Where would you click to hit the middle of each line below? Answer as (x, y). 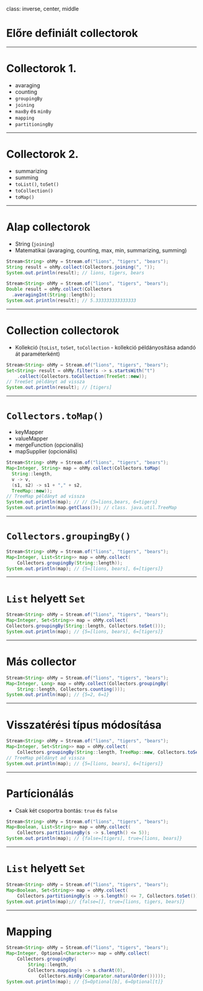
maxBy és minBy (33, 111)
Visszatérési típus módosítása (84, 725)
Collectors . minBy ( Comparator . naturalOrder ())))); (102, 976)
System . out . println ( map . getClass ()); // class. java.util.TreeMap (92, 508)
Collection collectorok (63, 331)
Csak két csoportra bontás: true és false (66, 810)
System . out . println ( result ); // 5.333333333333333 (71, 300)
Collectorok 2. (43, 154)
